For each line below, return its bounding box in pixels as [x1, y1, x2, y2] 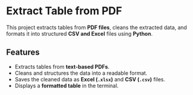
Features [6, 47, 40, 58]
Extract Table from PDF [6, 4, 122, 18]
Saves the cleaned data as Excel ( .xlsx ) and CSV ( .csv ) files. [14, 75, 166, 83]
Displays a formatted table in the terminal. [14, 82, 119, 89]
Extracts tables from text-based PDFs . [14, 63, 110, 70]
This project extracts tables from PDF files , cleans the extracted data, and [6, 24, 187, 31]
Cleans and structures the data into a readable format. [14, 69, 147, 77]
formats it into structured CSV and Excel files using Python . [6, 30, 153, 37]
